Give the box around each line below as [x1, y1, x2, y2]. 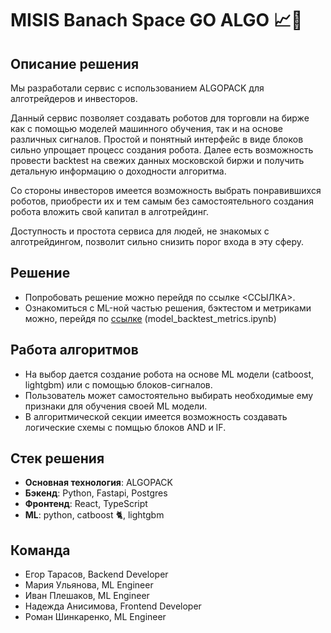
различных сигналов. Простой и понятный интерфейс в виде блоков [10, 133, 304, 145]
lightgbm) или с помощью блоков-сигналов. [24, 378, 213, 391]
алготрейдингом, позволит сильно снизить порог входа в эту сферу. [10, 236, 305, 247]
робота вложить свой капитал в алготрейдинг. [10, 206, 210, 217]
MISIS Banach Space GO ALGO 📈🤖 [10, 9, 303, 32]
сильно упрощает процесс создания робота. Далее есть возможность [10, 144, 314, 156]
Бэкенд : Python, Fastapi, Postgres [24, 487, 168, 499]
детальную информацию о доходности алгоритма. [10, 165, 227, 177]
